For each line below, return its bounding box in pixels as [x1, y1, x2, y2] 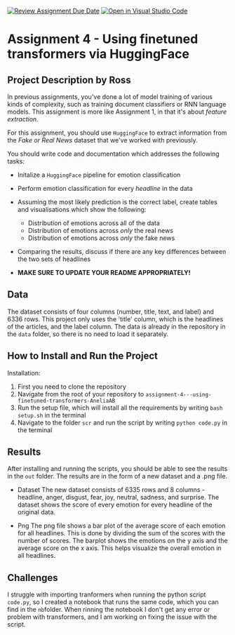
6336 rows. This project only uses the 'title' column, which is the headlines [7, 314, 224, 323]
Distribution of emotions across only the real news [27, 227, 174, 234]
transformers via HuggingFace [7, 46, 189, 62]
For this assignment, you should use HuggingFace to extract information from [7, 128, 227, 137]
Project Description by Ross [7, 74, 131, 86]
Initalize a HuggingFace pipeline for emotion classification [17, 171, 181, 179]
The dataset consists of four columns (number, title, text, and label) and [7, 307, 214, 316]
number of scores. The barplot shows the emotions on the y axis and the [17, 537, 228, 545]
